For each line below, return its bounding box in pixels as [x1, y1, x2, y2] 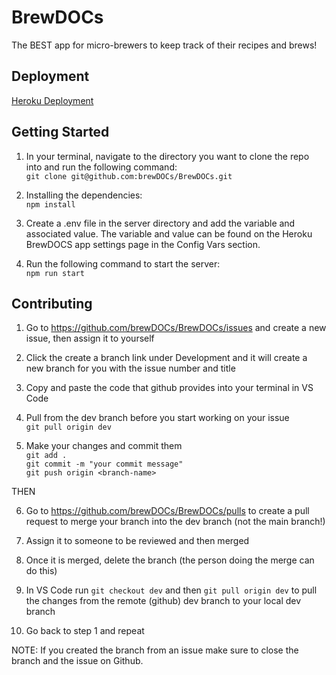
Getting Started [11, 124, 110, 141]
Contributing [11, 295, 93, 312]
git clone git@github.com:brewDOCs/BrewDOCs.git [25, 171, 233, 181]
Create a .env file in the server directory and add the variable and [25, 217, 296, 229]
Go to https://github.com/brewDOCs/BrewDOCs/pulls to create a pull [25, 505, 310, 517]
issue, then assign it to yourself [25, 332, 155, 345]
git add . [25, 451, 68, 461]
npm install [25, 199, 76, 210]
